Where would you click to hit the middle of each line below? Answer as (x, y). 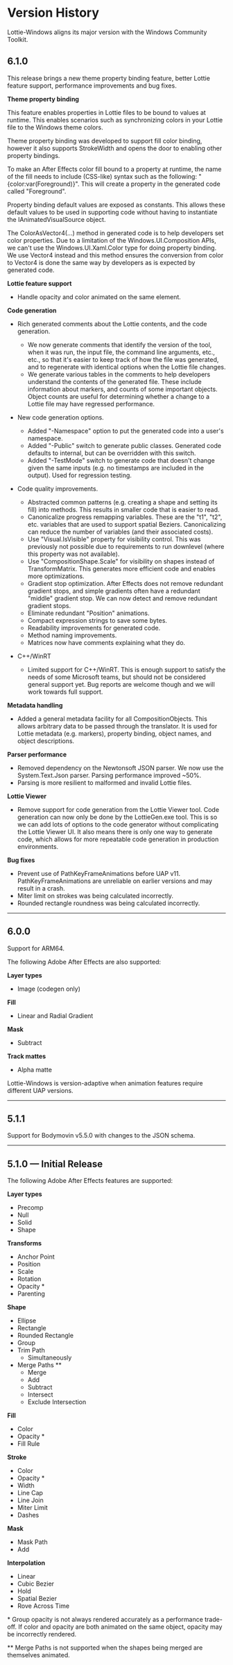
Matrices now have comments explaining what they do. (106, 642)
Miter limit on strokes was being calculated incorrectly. (95, 895)
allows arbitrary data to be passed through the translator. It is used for (117, 726)
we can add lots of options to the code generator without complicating (118, 824)
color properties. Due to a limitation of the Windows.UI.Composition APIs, (112, 240)
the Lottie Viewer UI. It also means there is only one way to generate (115, 831)
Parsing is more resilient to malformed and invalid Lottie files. (104, 782)
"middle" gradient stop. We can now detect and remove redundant (122, 598)
